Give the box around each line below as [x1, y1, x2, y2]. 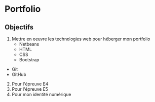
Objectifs [4, 23, 34, 31]
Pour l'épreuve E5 [11, 86, 48, 92]
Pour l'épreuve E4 [11, 81, 49, 87]
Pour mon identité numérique [11, 92, 72, 97]
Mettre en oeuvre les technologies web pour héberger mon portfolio [11, 36, 151, 42]
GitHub [11, 72, 27, 77]
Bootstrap [19, 57, 39, 62]
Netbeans [19, 41, 39, 47]
